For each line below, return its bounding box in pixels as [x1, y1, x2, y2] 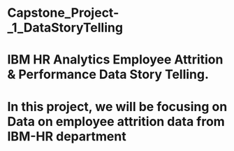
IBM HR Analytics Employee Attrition [7, 52, 224, 68]
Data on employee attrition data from [7, 113, 225, 129]
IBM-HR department [7, 128, 127, 144]
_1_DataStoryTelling [7, 20, 124, 36]
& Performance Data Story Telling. [7, 66, 210, 82]
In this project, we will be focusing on [7, 99, 228, 115]
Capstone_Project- [7, 5, 119, 21]
